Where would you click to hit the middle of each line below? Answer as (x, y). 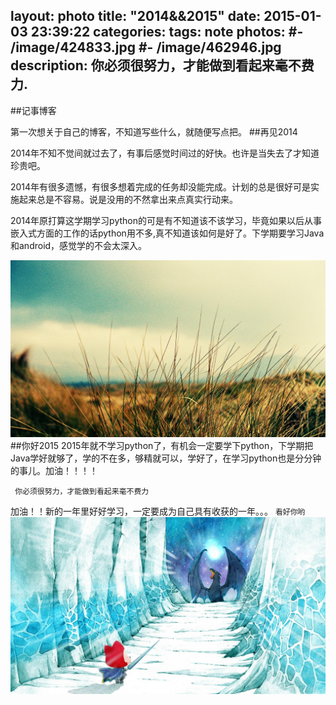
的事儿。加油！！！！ (54, 470)
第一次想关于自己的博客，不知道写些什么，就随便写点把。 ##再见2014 (154, 131)
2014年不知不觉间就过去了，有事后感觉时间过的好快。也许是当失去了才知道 (165, 153)
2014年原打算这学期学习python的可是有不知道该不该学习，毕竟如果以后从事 (166, 220)
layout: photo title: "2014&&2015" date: (136, 16)
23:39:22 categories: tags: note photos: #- (167, 32)
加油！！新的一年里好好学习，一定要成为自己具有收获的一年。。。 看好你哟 (158, 511)
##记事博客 (33, 110)
